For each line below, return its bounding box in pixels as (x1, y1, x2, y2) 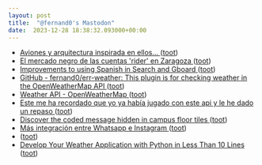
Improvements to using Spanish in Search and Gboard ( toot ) (19, 65, 216, 74)
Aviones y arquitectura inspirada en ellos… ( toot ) (19, 48, 179, 58)
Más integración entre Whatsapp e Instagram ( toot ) (19, 123, 188, 133)
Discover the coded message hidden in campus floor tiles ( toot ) (19, 115, 228, 125)
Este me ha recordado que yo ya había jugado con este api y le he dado (19, 98, 254, 107)
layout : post (8, 11, 51, 20)
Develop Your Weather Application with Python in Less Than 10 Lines (19, 140, 245, 150)
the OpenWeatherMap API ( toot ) (19, 81, 125, 91)
